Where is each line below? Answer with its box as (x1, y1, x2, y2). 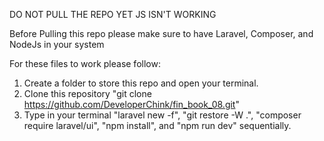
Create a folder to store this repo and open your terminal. (23, 77, 259, 89)
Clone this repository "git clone (23, 88, 152, 99)
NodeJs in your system (9, 39, 105, 50)
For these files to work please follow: (9, 58, 161, 69)
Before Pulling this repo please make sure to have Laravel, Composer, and (9, 28, 314, 39)
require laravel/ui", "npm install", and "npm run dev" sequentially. (23, 120, 292, 131)
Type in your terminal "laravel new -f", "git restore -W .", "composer (23, 109, 302, 121)
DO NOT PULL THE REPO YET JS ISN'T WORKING (9, 9, 217, 20)
